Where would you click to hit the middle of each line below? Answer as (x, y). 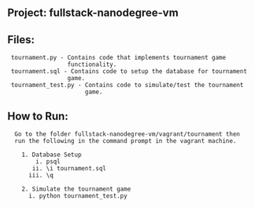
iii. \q (41, 176)
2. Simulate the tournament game (76, 189)
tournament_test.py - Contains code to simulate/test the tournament (127, 86)
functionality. (92, 65)
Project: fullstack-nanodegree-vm (93, 13)
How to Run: (38, 116)
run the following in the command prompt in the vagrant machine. (126, 141)
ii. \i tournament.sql (69, 169)
